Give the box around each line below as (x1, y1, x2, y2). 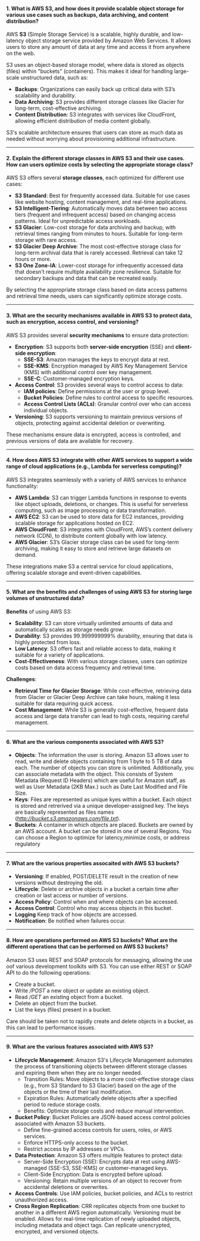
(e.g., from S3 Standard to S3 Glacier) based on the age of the (23, 1081, 177, 1089)
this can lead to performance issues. (6, 1024, 96, 1031)
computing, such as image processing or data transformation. (14, 507, 167, 514)
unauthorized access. (14, 1196, 68, 1203)
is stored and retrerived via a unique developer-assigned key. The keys (14, 802, 189, 810)
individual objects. (23, 406, 68, 413)
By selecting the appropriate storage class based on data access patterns (6, 286, 187, 293)
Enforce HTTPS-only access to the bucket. (23, 1139, 129, 1146)
